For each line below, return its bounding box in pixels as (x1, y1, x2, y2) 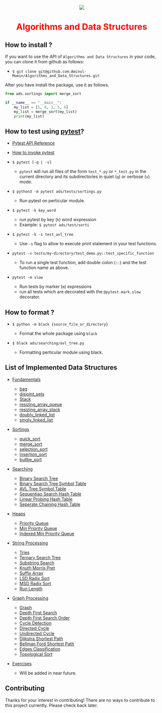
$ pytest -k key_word (12, 208, 56, 213)
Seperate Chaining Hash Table (19, 501, 81, 507)
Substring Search (19, 559, 54, 565)
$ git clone (12, 69, 36, 74)
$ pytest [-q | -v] (12, 160, 52, 165)
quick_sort (19, 436, 40, 442)
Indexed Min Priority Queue (19, 530, 74, 536)
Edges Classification (19, 646, 61, 652)
